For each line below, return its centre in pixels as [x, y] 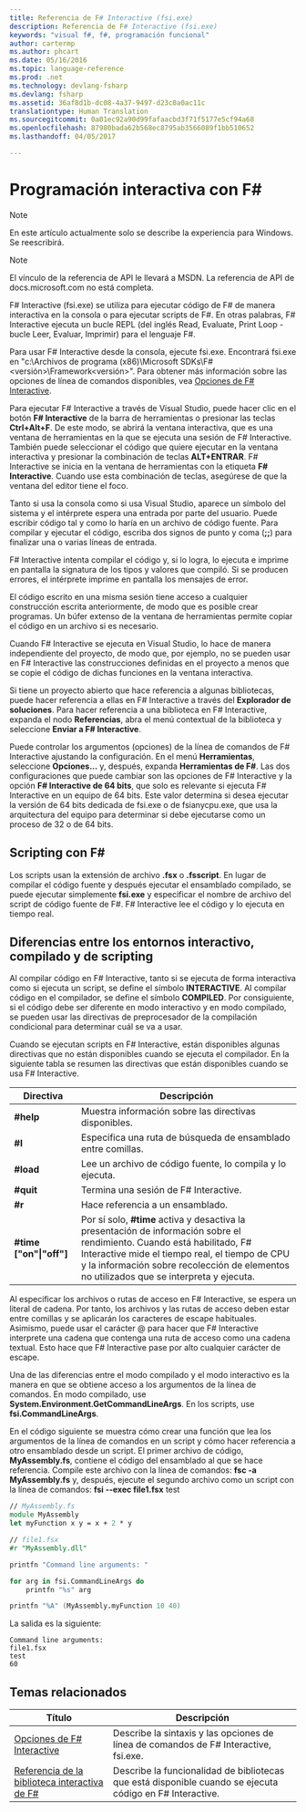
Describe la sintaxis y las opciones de [193, 1734]
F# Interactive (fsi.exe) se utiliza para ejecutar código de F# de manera [143, 305]
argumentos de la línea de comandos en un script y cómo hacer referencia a [153, 1441]
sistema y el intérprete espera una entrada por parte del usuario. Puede [143, 513]
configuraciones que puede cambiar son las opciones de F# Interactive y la [151, 775]
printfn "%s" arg [59, 1589]
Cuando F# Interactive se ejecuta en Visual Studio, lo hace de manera [140, 643]
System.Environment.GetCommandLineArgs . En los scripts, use [132, 1404]
